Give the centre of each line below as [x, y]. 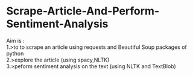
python [15, 53]
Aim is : [16, 40]
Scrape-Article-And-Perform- [83, 11]
